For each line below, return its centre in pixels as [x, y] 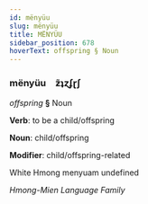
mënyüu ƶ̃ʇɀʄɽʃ [45, 84]
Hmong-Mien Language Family [67, 191]
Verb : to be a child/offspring [62, 120]
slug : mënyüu [34, 26]
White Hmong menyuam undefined [74, 173]
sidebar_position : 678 [52, 43]
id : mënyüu [30, 18]
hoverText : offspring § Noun [64, 51]
